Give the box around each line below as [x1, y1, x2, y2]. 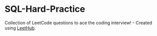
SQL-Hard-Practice [4, 3, 85, 15]
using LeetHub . [4, 25, 36, 31]
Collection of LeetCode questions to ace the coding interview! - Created [4, 20, 153, 26]
